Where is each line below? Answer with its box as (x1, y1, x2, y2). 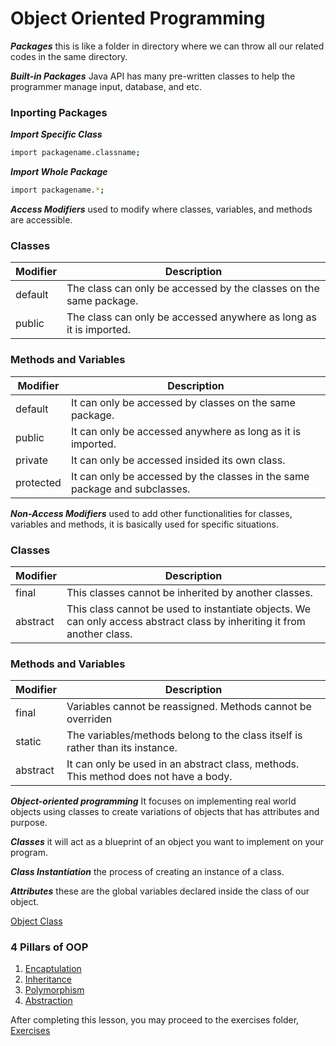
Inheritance (24, 973, 73, 986)
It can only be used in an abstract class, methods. (66, 757, 300, 771)
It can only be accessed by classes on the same (70, 395, 296, 409)
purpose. (10, 817, 48, 829)
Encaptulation (24, 963, 82, 975)
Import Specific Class (10, 128, 103, 141)
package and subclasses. (70, 482, 191, 496)
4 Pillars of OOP (10, 940, 89, 954)
